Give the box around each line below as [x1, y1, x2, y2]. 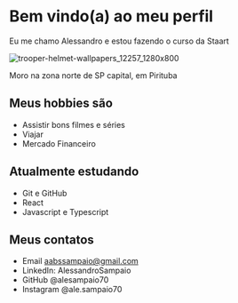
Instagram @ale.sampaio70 [21, 284, 123, 295]
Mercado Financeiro [21, 138, 96, 148]
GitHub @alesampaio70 [21, 275, 109, 285]
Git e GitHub [21, 187, 67, 198]
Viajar [21, 129, 44, 140]
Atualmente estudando [9, 164, 139, 179]
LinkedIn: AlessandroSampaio [21, 265, 131, 276]
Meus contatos [9, 232, 95, 247]
